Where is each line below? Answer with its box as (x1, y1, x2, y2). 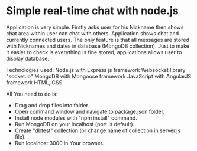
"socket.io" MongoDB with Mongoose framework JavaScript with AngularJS (6, 73, 192, 80)
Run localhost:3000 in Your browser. (14, 139, 104, 146)
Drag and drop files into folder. (14, 101, 90, 109)
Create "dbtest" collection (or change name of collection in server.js (14, 127, 181, 134)
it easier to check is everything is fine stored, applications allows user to (6, 48, 182, 55)
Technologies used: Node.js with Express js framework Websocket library (6, 66, 186, 73)
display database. (6, 55, 49, 62)
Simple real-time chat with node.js (6, 4, 179, 18)
